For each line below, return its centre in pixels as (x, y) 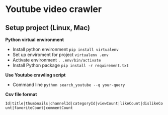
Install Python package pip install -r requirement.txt (71, 65)
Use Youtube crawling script (35, 75)
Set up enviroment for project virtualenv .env (61, 54)
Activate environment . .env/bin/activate (57, 60)
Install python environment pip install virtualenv (66, 49)
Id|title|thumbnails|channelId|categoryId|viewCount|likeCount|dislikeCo (84, 103)
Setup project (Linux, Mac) (48, 28)
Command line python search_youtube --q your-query (69, 84)
